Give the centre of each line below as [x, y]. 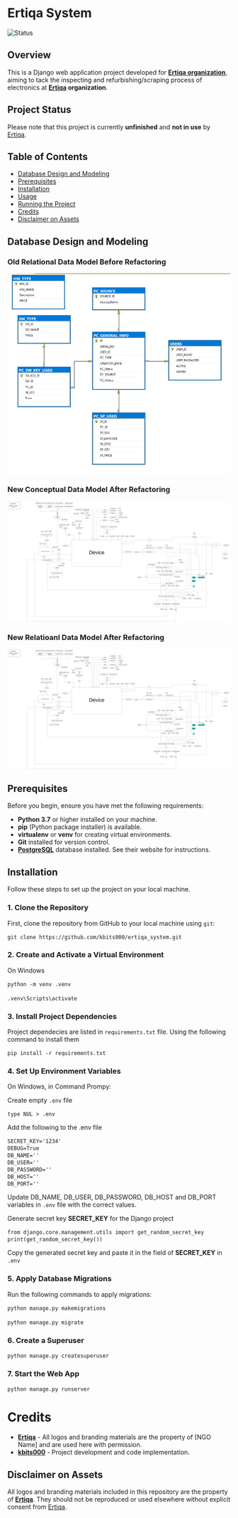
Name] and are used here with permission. [80, 1445]
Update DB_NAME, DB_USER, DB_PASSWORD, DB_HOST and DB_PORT [112, 1197]
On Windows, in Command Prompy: [59, 1086]
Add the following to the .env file [55, 1128]
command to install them [43, 1039]
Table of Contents [48, 157]
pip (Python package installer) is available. [80, 827]
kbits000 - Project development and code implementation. [103, 1453]
